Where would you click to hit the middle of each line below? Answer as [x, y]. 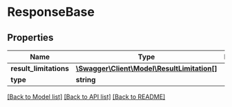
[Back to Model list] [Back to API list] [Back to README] [86, 97]
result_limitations [40, 68]
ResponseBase [51, 12]
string [86, 80]
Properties [30, 38]
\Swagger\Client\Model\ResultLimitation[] [146, 68]
